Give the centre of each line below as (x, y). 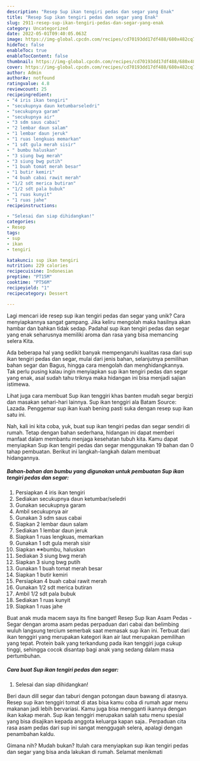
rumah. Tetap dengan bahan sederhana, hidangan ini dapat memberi (91, 432)
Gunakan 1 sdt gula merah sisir (53, 543)
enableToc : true (27, 51)
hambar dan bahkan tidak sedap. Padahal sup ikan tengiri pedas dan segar (98, 328)
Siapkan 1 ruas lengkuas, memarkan (59, 537)
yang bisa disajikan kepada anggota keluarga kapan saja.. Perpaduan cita (96, 722)
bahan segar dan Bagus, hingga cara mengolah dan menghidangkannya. (96, 365)
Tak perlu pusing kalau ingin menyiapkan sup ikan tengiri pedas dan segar (97, 371)
